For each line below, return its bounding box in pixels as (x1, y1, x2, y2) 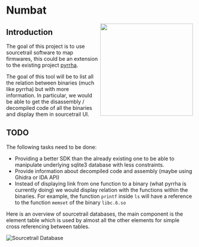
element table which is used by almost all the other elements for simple (6, 216, 179, 223)
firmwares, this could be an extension (6, 56, 98, 62)
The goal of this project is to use (6, 43, 85, 50)
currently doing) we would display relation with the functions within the (14, 186, 188, 193)
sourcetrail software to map (6, 49, 73, 56)
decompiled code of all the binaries (6, 105, 92, 111)
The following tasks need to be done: (6, 143, 97, 151)
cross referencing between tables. (6, 223, 90, 230)
